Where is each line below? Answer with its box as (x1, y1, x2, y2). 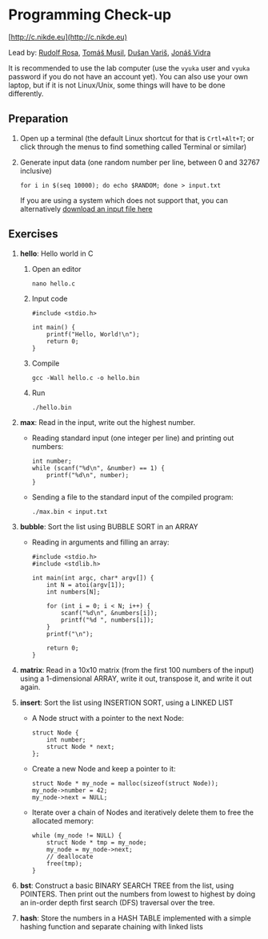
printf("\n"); (46, 629, 94, 638)
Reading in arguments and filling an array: (31, 537, 170, 547)
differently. (8, 88, 44, 98)
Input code (31, 293, 68, 303)
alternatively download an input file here (19, 204, 154, 213)
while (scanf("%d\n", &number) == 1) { (31, 463, 166, 472)
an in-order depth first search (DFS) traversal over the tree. (19, 897, 215, 907)
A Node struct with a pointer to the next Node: (31, 713, 184, 722)
